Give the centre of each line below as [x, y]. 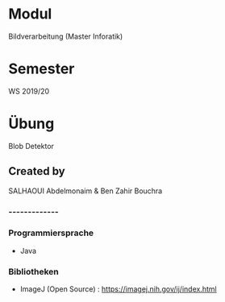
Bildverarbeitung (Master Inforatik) [66, 36]
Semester [42, 69]
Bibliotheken [33, 271]
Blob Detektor [31, 146]
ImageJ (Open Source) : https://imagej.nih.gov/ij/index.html [118, 289]
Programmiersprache [51, 233]
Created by [37, 171]
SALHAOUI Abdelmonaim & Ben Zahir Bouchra [85, 191]
